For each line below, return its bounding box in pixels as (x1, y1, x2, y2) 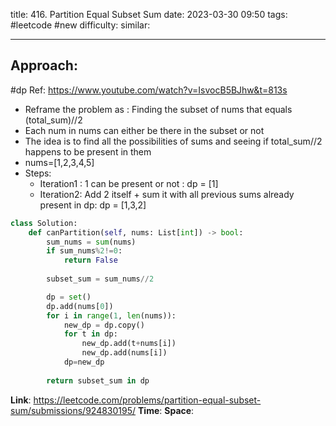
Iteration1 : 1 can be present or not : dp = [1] (39, 177, 219, 189)
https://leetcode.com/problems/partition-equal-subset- (33, 394, 262, 406)
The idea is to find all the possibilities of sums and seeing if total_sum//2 (24, 135, 323, 147)
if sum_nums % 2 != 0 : (46, 246, 123, 256)
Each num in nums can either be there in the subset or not (24, 124, 265, 136)
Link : (10, 394, 32, 406)
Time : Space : (138, 404, 195, 416)
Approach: (10, 57, 78, 74)
